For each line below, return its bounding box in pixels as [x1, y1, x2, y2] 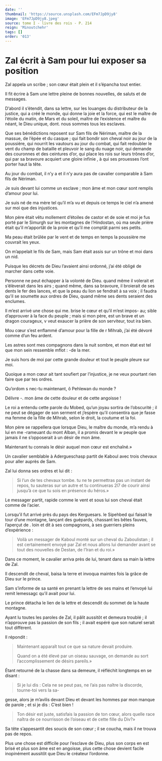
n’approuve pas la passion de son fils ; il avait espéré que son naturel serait [5, 619, 155, 625]
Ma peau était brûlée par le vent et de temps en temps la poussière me [5, 234, 146, 240]
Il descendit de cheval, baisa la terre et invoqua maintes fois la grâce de [5, 571, 148, 577]
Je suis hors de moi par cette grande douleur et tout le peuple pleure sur [5, 356, 150, 362]
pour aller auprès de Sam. [5, 458, 57, 464]
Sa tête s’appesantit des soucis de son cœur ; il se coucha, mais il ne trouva [5, 726, 156, 731]
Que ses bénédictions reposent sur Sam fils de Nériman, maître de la [5, 130, 142, 136]
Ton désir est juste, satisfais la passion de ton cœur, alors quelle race [16, 711, 155, 717]
